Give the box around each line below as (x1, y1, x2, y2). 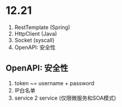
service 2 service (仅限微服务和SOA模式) (14, 94, 117, 102)
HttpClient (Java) (14, 30, 57, 37)
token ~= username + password (14, 79, 95, 86)
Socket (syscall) (14, 36, 55, 44)
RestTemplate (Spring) (14, 24, 71, 31)
